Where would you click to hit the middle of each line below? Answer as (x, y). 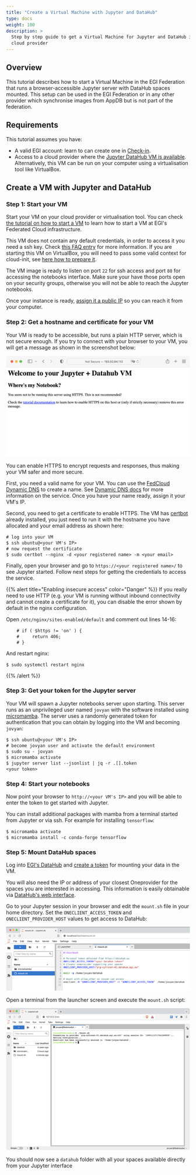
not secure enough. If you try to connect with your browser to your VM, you (97, 341)
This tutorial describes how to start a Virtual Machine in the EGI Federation (95, 81)
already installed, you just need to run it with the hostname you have (88, 519)
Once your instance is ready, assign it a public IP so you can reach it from (94, 301)
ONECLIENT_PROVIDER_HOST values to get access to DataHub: (77, 919)
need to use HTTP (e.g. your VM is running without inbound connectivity (93, 595)
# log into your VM (30, 537)
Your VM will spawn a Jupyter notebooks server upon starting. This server (95, 703)
